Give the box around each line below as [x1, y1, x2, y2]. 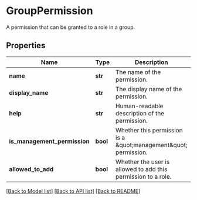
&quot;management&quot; [115, 141, 188, 149]
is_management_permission [9, 137, 90, 145]
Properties [6, 41, 46, 51]
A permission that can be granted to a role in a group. [6, 24, 135, 31]
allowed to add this [115, 165, 168, 173]
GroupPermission [6, 4, 93, 18]
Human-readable [115, 102, 164, 110]
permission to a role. [115, 172, 172, 181]
